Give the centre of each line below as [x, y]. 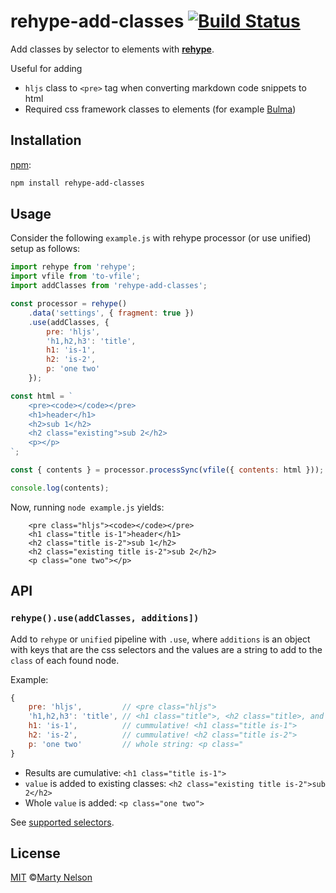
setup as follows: [45, 249]
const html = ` [42, 396]
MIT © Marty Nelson [51, 877]
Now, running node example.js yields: [87, 507]
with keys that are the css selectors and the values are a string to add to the [166, 649]
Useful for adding [46, 68]
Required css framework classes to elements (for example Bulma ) [160, 109]
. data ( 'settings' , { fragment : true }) [111, 313]
